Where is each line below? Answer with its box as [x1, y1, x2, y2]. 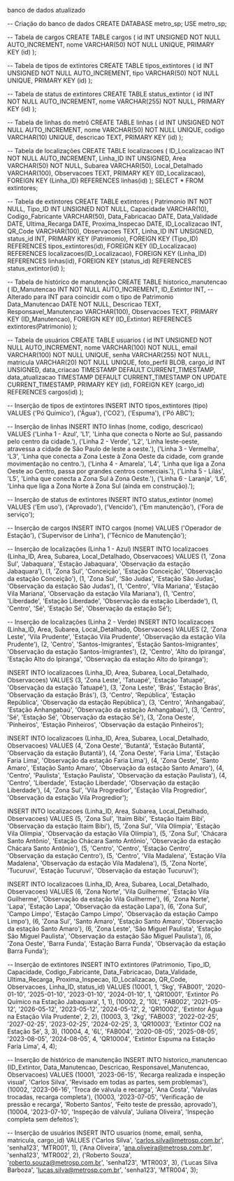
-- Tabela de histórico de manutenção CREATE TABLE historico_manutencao [7, 278, 228, 286]
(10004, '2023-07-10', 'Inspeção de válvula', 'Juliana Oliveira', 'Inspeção [7, 1108, 214, 1116]
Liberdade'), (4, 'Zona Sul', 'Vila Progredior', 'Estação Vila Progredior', [7, 786, 207, 794]
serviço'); [7, 510, 35, 518]
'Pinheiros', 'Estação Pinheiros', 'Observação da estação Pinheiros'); [7, 720, 204, 729]
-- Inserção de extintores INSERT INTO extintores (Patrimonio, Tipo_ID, [7, 961, 211, 968]
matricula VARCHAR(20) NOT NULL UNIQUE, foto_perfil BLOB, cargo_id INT [7, 358, 226, 366]
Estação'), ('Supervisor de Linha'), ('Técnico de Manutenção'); [7, 531, 187, 539]
